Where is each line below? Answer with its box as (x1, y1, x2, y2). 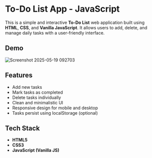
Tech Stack (5, 124, 40, 132)
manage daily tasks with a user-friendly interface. (5, 30, 105, 36)
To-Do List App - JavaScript (5, 3, 120, 15)
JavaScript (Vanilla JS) (12, 147, 59, 153)
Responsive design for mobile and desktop (12, 105, 98, 111)
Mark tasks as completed (12, 89, 63, 95)
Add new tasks (12, 84, 42, 90)
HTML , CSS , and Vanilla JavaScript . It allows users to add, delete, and (5, 24, 148, 30)
